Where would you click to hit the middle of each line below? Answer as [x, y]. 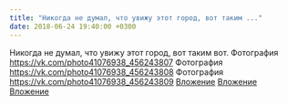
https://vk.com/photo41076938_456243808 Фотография [117, 72]
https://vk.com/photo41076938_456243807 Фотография [116, 62]
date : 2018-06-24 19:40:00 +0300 [73, 26]
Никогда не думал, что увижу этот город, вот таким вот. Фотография [144, 52]
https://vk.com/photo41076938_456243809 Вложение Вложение [133, 81]
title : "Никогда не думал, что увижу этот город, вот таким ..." [136, 18]
